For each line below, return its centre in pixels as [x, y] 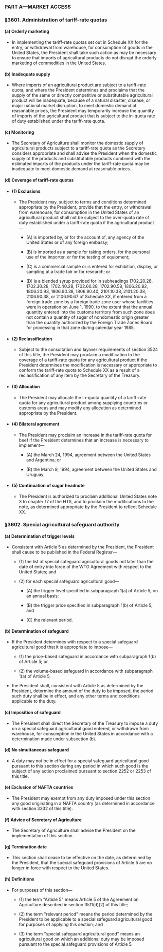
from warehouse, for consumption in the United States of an [79, 212]
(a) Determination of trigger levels [40, 536]
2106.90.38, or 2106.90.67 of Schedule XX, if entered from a [86, 297]
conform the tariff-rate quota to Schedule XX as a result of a [79, 370]
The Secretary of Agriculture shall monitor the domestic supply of [77, 143]
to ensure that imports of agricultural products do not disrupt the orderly [84, 58]
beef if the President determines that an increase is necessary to [84, 440]
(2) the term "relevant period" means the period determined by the [86, 914]
